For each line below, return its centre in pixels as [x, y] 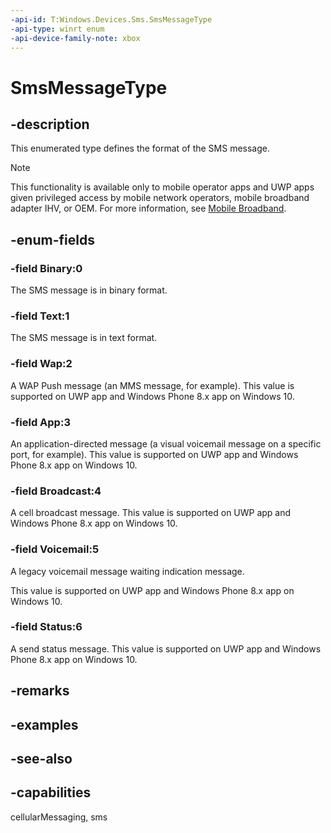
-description [50, 124]
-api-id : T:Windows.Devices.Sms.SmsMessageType [111, 19]
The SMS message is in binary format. [89, 290]
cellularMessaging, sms [59, 817]
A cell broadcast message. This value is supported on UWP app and [151, 513]
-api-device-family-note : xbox [75, 38]
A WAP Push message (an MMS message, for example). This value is [152, 385]
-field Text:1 [40, 316]
